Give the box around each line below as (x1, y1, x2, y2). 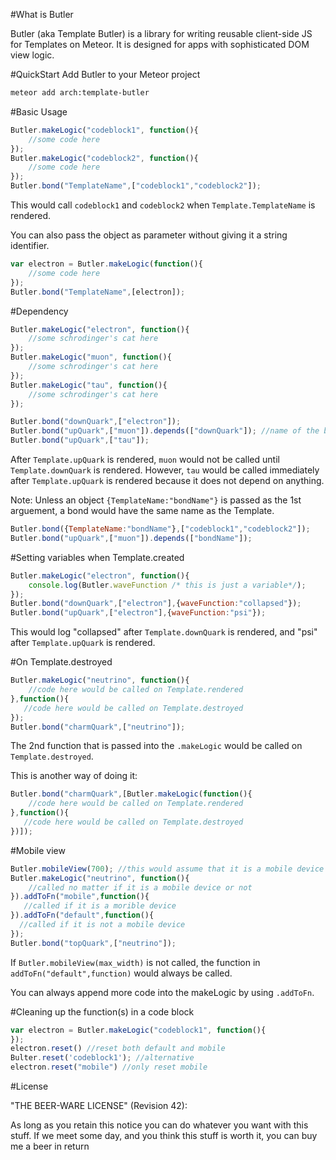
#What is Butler (10, 9, 74, 20)
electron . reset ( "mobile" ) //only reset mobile (10, 1062, 208, 1073)
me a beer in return (10, 1140, 90, 1152)
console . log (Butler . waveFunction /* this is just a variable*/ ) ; (28, 580, 307, 590)
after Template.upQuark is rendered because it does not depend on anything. (10, 475, 325, 486)
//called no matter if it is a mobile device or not (28, 882, 253, 893)
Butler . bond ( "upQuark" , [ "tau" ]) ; (10, 435, 150, 446)
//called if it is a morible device (23, 901, 177, 911)
